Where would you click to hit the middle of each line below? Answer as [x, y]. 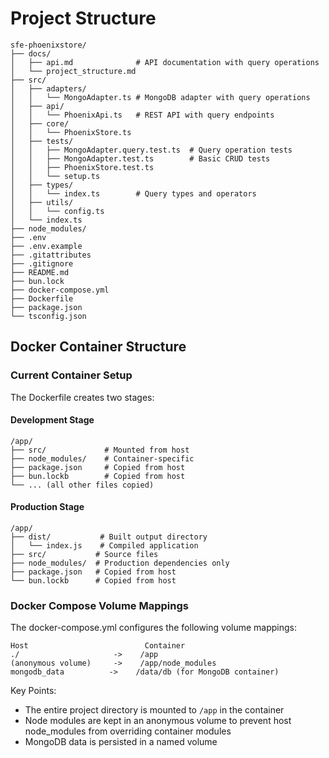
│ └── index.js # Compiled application [104, 546]
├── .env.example [46, 246]
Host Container [98, 646]
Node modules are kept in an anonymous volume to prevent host [158, 721]
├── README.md [40, 272]
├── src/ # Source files [84, 555]
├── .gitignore [42, 263]
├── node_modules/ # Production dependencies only [120, 563]
